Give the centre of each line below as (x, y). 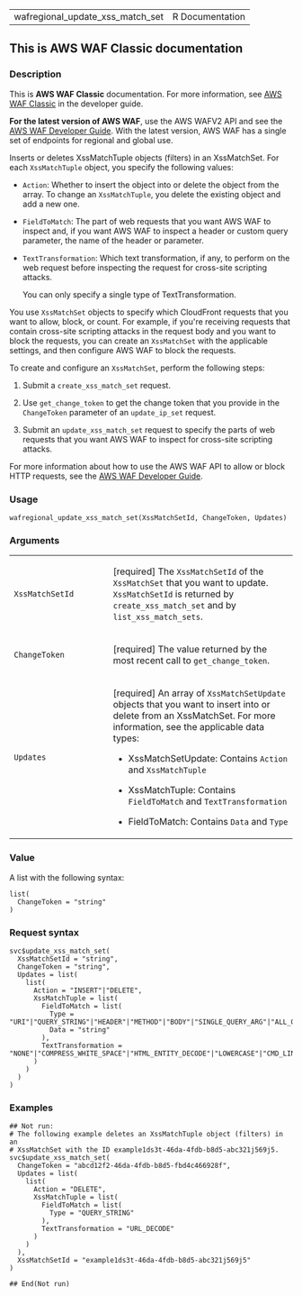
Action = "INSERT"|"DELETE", (88, 990)
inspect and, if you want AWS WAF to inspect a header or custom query (155, 231)
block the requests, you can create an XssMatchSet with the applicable (138, 341)
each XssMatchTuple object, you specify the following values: (121, 167)
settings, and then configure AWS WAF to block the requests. (123, 350)
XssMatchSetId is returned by (173, 594)
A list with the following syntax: (67, 877)
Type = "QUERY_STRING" (92, 1213)
